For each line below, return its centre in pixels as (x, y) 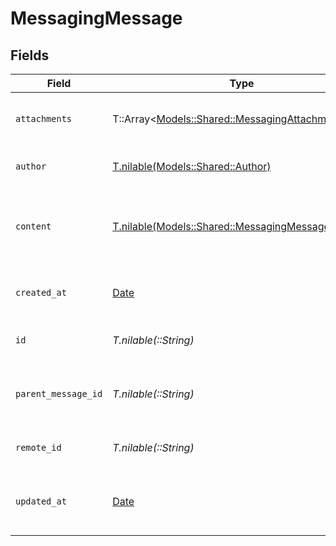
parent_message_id (59, 393)
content (33, 226)
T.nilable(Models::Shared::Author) (192, 166)
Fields (30, 55)
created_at (41, 292)
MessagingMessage (96, 18)
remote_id (38, 447)
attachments (44, 118)
